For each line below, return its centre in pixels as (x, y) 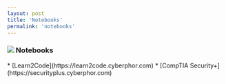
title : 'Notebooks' (35, 20)
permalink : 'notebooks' (41, 26)
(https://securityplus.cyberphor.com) (60, 72)
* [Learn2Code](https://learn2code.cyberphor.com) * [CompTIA (98, 65)
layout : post (26, 13)
